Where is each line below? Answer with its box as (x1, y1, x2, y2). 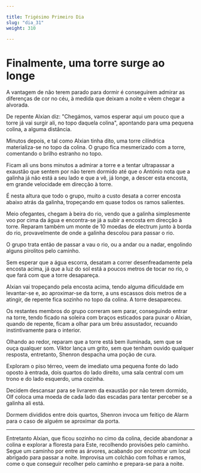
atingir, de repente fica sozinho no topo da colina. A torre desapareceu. (6, 296, 182, 303)
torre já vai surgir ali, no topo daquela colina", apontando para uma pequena (6, 119, 194, 126)
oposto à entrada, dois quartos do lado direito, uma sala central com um (6, 369, 184, 376)
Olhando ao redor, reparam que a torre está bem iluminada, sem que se (6, 338, 182, 345)
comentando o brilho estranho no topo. (6, 150, 103, 157)
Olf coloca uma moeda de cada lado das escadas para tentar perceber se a (6, 393, 193, 401)
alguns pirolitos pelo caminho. (6, 247, 81, 254)
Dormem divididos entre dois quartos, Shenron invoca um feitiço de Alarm (6, 411, 189, 419)
